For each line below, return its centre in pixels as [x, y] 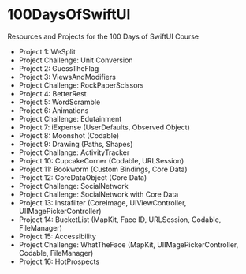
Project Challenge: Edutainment [70, 118]
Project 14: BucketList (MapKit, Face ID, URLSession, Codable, [120, 220]
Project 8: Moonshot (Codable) [69, 135]
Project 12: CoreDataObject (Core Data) [83, 177]
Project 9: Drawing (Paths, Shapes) [76, 144]
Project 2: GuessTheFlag [59, 68]
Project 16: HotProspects [59, 261]
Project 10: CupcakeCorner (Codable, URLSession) [101, 160]
